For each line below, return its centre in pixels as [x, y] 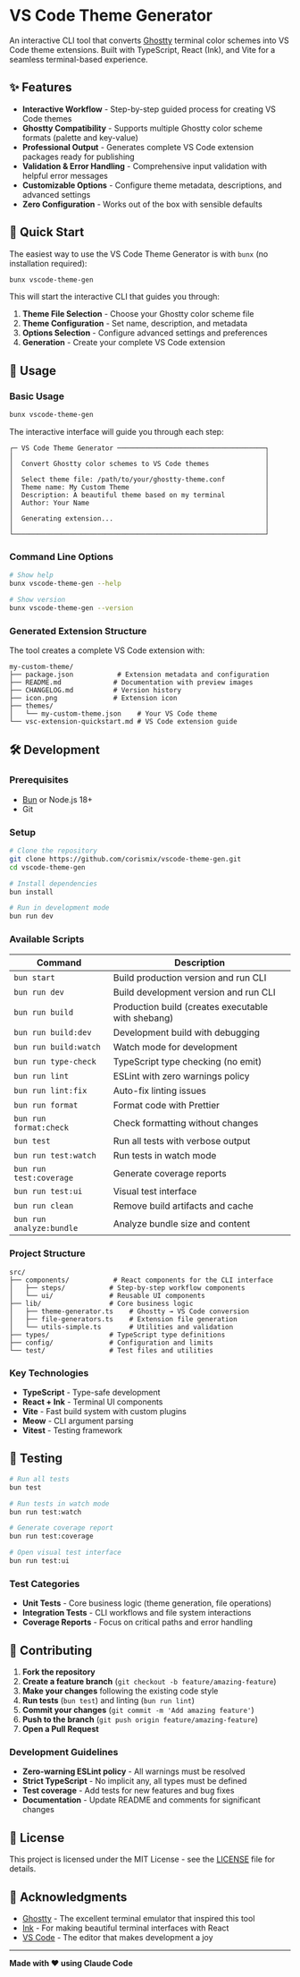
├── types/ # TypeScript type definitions [117, 1335]
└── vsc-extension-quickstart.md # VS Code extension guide [124, 722]
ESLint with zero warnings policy [181, 1076]
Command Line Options [62, 556]
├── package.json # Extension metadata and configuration [139, 675]
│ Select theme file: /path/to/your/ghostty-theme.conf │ [139, 479]
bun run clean [44, 1205]
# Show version [37, 600]
